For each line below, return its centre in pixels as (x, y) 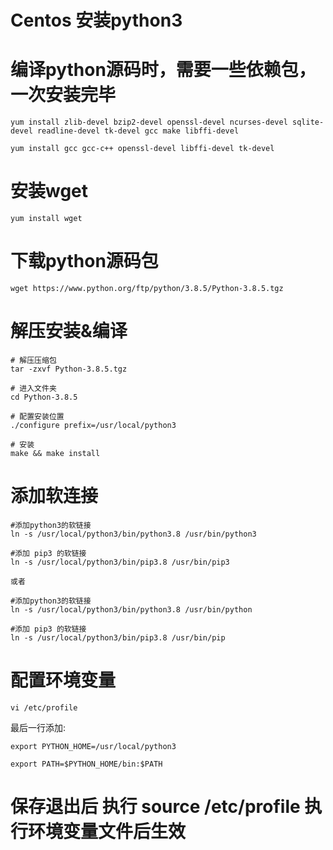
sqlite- (308, 122)
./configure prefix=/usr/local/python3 (93, 425)
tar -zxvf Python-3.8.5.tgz (69, 369)
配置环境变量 (63, 680)
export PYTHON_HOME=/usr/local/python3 (93, 746)
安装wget (49, 191)
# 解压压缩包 (33, 360)
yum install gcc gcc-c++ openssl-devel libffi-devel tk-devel (142, 149)
